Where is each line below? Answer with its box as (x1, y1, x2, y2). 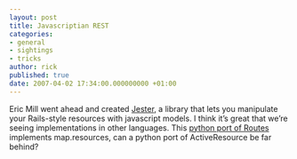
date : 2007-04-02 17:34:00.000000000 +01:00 (9, 79, 177, 88)
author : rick (9, 63, 58, 72)
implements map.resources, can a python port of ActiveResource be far (9, 131, 272, 142)
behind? (9, 141, 39, 152)
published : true (9, 71, 69, 80)
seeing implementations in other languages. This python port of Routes (9, 122, 269, 133)
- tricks (9, 54, 42, 63)
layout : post (9, 12, 58, 22)
